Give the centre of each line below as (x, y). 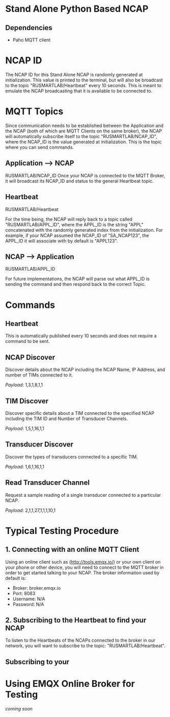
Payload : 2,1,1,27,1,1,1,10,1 (31, 510)
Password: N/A (28, 604)
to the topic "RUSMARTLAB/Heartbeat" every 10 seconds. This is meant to (83, 85)
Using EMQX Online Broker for (70, 684)
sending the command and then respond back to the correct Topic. (76, 284)
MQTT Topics (34, 111)
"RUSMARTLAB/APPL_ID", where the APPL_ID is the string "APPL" (74, 224)
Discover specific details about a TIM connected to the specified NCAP (80, 413)
